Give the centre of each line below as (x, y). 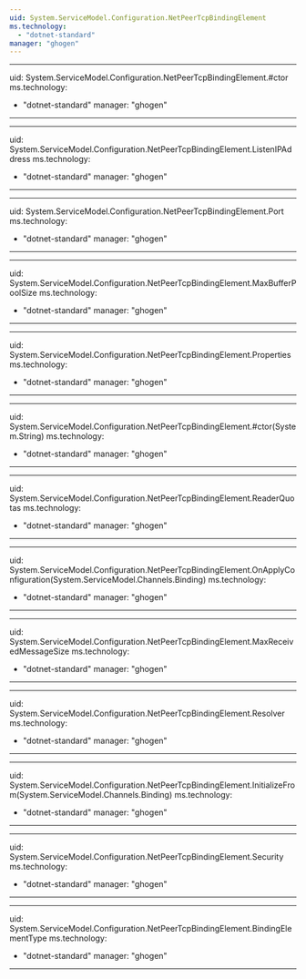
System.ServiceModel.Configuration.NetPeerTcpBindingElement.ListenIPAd (151, 149)
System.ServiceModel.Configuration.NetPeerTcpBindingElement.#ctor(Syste (153, 427)
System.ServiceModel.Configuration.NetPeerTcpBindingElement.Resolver (147, 714)
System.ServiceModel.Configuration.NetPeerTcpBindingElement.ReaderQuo (152, 498)
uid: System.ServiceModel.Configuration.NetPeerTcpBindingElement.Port (147, 211)
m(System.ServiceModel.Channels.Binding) (91, 795)
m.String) (27, 436)
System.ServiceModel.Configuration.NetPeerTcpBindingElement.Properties (150, 355)
